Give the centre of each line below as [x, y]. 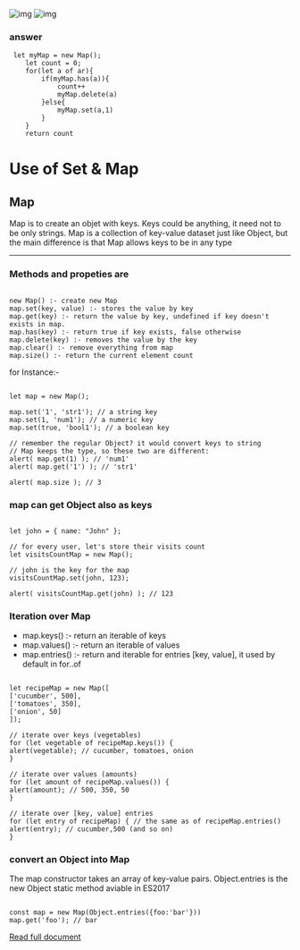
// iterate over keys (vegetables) [75, 735]
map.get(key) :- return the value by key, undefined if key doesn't [139, 316]
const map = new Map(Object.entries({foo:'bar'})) [105, 912]
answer [26, 37]
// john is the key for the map [69, 570]
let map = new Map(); [50, 396]
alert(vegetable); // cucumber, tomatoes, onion [101, 751]
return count [50, 134]
